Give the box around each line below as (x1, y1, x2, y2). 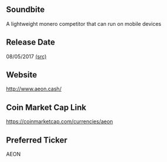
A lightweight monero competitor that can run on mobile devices (6, 20, 162, 27)
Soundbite (6, 5, 45, 15)
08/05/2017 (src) (6, 53, 47, 60)
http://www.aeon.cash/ (6, 85, 62, 93)
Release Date (6, 38, 56, 48)
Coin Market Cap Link (6, 102, 87, 112)
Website (6, 70, 37, 80)
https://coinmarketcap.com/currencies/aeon (6, 118, 113, 125)
